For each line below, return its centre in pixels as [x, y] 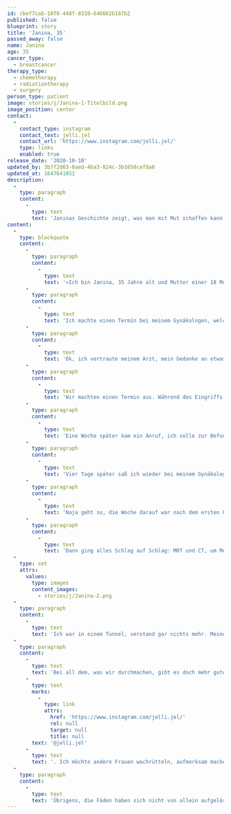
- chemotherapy [35, 77]
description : [26, 180]
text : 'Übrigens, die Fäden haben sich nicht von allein [115, 800]
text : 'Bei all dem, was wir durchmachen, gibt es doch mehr [121, 672]
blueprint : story [32, 26]
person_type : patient [38, 97]
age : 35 [18, 52]
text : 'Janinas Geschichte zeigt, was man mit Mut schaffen [120, 218]
